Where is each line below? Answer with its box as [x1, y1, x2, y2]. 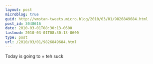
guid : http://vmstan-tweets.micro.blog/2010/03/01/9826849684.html [5, 16, 149, 21]
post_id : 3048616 [5, 21, 41, 26]
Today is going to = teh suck [5, 53, 64, 59]
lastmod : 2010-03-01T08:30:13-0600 [5, 30, 79, 35]
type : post [5, 35, 28, 40]
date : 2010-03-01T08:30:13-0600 [5, 26, 72, 31]
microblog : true [5, 12, 39, 17]
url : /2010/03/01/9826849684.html [5, 40, 77, 45]
